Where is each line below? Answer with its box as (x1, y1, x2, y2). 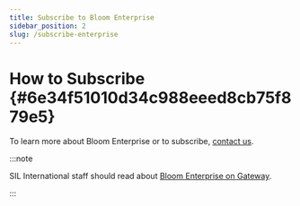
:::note (9, 153, 33, 164)
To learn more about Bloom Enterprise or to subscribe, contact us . (9, 136, 254, 147)
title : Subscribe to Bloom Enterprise (9, 13, 154, 22)
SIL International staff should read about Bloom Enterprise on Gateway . (9, 171, 272, 182)
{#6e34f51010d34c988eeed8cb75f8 (9, 87, 292, 107)
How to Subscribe (9, 68, 146, 89)
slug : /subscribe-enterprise (9, 30, 119, 39)
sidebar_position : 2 (9, 21, 87, 30)
